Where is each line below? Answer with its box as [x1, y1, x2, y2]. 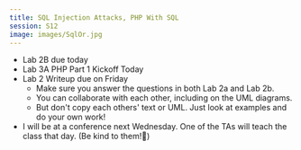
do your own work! [35, 111, 106, 122]
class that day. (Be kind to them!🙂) [22, 131, 150, 142]
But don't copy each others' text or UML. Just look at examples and [35, 102, 287, 113]
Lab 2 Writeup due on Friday [22, 74, 129, 84]
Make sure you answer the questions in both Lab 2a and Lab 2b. [35, 83, 275, 94]
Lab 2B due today [22, 55, 88, 66]
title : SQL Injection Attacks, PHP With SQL [9, 13, 179, 22]
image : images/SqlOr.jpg [9, 30, 103, 39]
